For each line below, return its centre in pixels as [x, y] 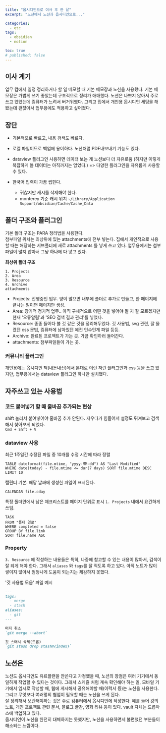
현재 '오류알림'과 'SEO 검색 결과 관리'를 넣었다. [57, 317]
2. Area [13, 276]
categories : [17, 23]
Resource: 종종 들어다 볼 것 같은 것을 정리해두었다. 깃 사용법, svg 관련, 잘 [83, 324]
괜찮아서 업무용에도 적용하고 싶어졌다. [55, 108]
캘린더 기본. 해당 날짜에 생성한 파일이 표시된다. [50, 482]
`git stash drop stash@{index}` [38, 647]
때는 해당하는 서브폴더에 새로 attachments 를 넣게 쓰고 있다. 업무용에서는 [81, 245]
